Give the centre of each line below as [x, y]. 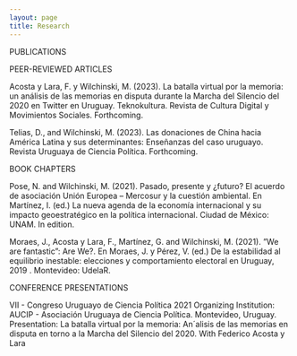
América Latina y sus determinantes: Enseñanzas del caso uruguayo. [136, 142]
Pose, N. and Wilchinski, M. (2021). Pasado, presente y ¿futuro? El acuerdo [147, 186]
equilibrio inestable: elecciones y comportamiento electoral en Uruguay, [142, 260]
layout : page [34, 17]
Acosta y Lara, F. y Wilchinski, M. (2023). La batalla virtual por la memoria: [146, 86]
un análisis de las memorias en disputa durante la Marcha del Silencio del [144, 96]
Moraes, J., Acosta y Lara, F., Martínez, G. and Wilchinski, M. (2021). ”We [144, 241]
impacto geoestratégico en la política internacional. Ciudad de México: [140, 214]
